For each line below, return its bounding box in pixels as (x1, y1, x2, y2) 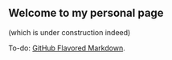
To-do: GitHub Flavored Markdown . (8, 43, 126, 53)
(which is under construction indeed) (8, 27, 131, 37)
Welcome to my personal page (8, 6, 164, 20)
